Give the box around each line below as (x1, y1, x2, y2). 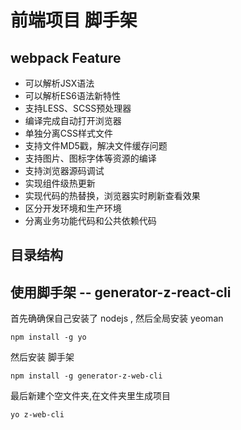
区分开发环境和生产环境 (24, 202, 122, 214)
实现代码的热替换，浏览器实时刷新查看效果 (24, 190, 201, 201)
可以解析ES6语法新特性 (24, 90, 121, 101)
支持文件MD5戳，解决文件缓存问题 (24, 140, 168, 151)
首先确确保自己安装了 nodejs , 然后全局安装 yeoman (10, 312, 224, 325)
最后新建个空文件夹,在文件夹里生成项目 (10, 390, 172, 402)
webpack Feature (10, 49, 122, 66)
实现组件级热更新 (24, 177, 96, 189)
